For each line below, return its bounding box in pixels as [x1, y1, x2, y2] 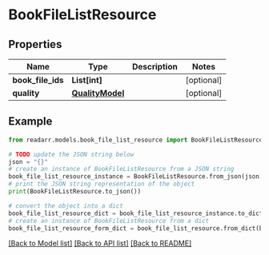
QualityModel [71, 88, 125, 98]
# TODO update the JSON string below [8, 150, 134, 158]
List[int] [71, 74, 102, 86]
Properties [8, 38, 62, 51]
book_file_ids [12, 74, 64, 86]
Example [8, 114, 53, 129]
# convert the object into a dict [8, 201, 124, 209]
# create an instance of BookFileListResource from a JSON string [8, 165, 235, 173]
